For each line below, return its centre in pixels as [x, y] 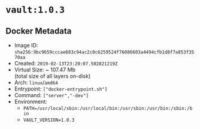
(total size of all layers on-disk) [52, 76]
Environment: [31, 101]
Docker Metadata [39, 31]
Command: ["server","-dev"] [51, 95]
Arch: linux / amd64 [36, 82]
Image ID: [26, 45]
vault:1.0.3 [35, 10]
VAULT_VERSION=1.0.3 [49, 120]
